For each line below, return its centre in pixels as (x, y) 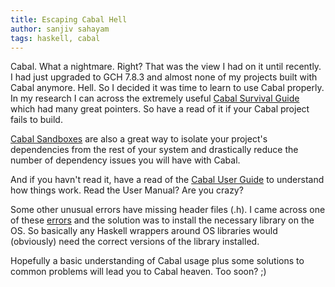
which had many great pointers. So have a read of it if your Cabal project (160, 109)
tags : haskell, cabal (55, 38)
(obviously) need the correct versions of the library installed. (135, 242)
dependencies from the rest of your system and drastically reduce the (154, 150)
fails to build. (36, 120)
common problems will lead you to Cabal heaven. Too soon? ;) (138, 272)
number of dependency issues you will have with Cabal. (125, 160)
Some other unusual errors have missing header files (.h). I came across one (168, 210)
